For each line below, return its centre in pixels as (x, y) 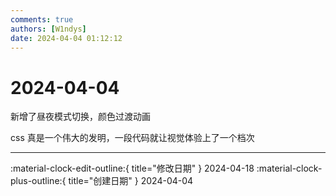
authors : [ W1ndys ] (48, 29)
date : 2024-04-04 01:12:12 (66, 38)
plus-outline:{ (38, 181)
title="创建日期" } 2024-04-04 (131, 181)
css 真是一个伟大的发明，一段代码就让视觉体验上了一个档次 (132, 138)
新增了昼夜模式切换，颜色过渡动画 (80, 117)
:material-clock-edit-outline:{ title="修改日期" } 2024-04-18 (132, 168)
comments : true (42, 19)
